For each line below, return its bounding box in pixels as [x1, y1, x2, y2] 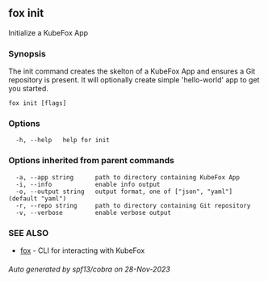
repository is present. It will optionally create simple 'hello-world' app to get [8, 75, 260, 85]
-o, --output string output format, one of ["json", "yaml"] [15, 187, 232, 196]
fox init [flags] [8, 99, 67, 107]
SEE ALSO [8, 227, 49, 238]
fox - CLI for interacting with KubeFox [19, 246, 145, 255]
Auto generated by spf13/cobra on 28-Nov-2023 [8, 264, 171, 274]
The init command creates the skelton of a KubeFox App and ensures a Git [8, 66, 256, 76]
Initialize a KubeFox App [8, 27, 89, 37]
